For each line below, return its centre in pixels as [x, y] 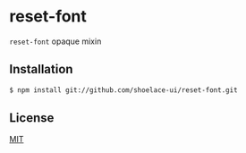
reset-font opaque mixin [55, 41]
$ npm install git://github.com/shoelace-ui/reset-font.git [124, 90]
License [32, 118]
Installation [41, 69]
